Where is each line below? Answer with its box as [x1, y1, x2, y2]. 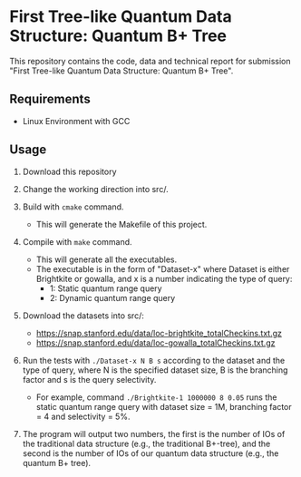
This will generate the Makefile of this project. [35, 219, 208, 229]
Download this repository [22, 166, 117, 177]
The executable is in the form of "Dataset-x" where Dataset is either [35, 263, 290, 274]
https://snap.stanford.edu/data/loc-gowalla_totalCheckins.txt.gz [35, 337, 276, 348]
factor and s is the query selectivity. [22, 374, 157, 385]
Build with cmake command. [22, 201, 124, 212]
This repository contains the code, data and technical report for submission [9, 55, 292, 66]
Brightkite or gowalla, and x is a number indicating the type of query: [35, 273, 293, 284]
